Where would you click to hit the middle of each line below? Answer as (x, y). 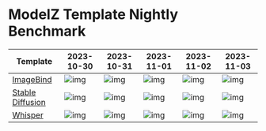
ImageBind (32, 79)
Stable (24, 92)
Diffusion (29, 102)
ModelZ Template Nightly (93, 15)
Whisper (28, 114)
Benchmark (47, 31)
